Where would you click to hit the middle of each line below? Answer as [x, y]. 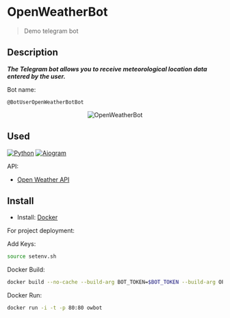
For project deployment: [41, 231]
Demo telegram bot [51, 31]
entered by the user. [37, 76]
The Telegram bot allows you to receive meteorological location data [107, 69]
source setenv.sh [32, 257]
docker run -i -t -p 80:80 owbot [55, 308]
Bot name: [22, 89]
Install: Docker [37, 217]
